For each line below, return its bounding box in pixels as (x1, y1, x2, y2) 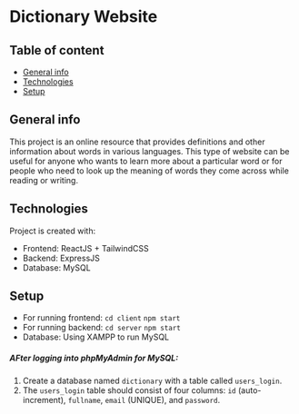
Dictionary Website (9, 6, 158, 27)
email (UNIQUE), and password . (105, 395, 221, 406)
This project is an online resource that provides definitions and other (9, 136, 265, 147)
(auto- (237, 385, 262, 396)
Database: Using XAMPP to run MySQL (22, 331, 170, 342)
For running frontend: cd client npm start (22, 312, 181, 323)
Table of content (9, 43, 105, 58)
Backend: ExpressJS (22, 252, 100, 263)
